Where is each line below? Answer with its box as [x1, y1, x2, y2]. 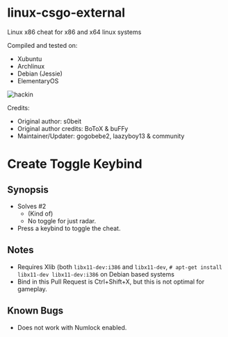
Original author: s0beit [17, 116, 82, 126]
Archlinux [17, 62, 45, 70]
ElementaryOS [17, 76, 59, 85]
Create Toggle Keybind [7, 156, 142, 172]
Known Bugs [7, 305, 64, 317]
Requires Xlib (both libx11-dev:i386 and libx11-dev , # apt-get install [17, 262, 222, 271]
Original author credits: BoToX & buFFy [17, 124, 129, 132]
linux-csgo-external [7, 5, 126, 21]
